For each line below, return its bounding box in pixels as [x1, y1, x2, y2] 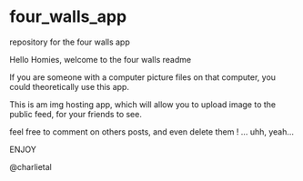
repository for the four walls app [9, 36, 130, 47]
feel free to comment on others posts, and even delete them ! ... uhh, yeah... [9, 126, 294, 137]
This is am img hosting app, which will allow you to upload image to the [9, 98, 277, 110]
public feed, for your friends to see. [9, 108, 143, 119]
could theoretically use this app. [9, 81, 130, 92]
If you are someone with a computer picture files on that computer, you [9, 71, 276, 83]
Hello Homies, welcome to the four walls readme [9, 54, 192, 65]
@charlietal [9, 161, 52, 172]
